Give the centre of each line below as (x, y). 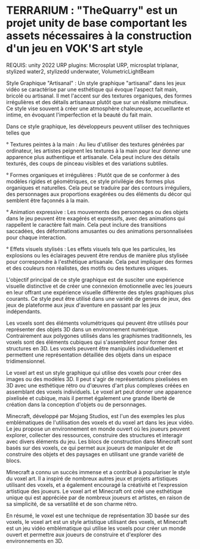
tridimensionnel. (26, 361)
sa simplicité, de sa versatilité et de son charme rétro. (72, 504)
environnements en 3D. (35, 541)
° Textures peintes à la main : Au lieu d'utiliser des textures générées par (96, 144)
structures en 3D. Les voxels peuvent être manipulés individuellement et (95, 348)
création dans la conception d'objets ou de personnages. (76, 404)
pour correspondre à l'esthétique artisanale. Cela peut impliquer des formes (99, 261)
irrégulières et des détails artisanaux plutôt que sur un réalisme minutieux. (97, 102)
